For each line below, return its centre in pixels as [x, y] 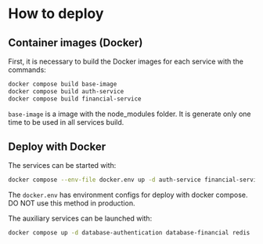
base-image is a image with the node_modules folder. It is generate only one [130, 114]
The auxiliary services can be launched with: [80, 219]
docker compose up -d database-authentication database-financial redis [129, 233]
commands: [27, 70]
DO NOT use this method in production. [72, 203]
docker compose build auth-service [66, 91]
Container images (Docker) [76, 43]
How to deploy [56, 14]
